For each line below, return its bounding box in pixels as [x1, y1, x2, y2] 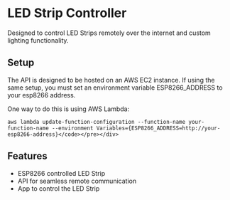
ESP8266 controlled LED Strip [17, 169, 106, 177]
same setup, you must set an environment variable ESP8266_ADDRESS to [7, 83, 223, 92]
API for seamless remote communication [17, 177, 137, 185]
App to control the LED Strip [17, 184, 100, 193]
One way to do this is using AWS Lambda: [7, 105, 130, 113]
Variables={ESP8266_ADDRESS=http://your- [96, 125, 221, 132]
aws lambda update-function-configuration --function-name [7, 118, 186, 125]
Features [7, 150, 48, 162]
